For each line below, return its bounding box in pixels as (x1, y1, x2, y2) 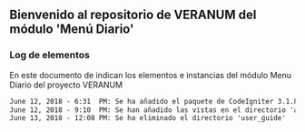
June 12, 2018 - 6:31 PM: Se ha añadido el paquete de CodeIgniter (9, 96, 274, 106)
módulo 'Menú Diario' (9, 22, 134, 37)
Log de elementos (9, 49, 91, 62)
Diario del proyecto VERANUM (9, 79, 123, 90)
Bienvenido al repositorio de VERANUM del (9, 7, 257, 23)
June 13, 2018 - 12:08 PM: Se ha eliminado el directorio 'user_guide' (9, 114, 286, 123)
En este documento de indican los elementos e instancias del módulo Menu (9, 69, 292, 80)
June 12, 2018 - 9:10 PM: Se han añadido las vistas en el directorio (9, 105, 286, 115)
